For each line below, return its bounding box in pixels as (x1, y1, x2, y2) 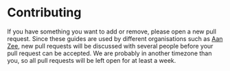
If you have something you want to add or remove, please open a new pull (7, 27, 216, 35)
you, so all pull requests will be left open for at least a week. (7, 56, 176, 64)
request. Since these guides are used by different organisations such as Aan (7, 34, 223, 42)
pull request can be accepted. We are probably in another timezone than (7, 49, 212, 57)
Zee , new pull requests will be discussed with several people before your (7, 42, 214, 50)
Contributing (7, 5, 82, 20)
